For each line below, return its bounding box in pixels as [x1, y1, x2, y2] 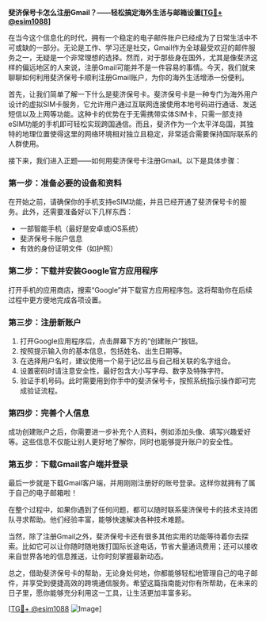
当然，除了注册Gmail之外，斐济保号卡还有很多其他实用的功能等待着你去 [8, 531, 242, 542]
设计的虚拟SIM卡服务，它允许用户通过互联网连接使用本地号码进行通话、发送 [8, 99, 257, 109]
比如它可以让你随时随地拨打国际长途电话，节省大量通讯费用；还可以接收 [21, 542, 258, 551]
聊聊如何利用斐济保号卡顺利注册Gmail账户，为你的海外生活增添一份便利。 [8, 73, 249, 82]
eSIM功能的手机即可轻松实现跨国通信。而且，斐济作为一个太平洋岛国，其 [8, 119, 247, 128]
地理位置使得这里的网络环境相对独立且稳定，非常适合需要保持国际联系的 [21, 129, 258, 138]
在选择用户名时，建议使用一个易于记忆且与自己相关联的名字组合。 [19, 356, 235, 366]
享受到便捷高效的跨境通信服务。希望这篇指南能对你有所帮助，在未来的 [28, 578, 258, 588]
